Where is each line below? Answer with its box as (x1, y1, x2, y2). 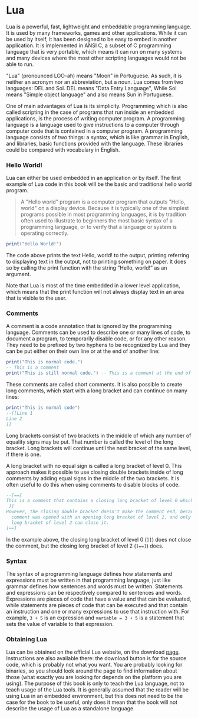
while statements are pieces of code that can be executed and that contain (6, 601, 188, 608)
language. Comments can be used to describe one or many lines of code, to (6, 329, 191, 336)
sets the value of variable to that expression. (6, 620, 114, 627)
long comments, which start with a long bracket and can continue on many (6, 387, 187, 394)
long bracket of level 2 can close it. (11, 520, 110, 526)
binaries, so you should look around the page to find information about (6, 667, 177, 674)
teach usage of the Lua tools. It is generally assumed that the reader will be (6, 686, 189, 693)
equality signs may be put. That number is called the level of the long (6, 438, 174, 445)
